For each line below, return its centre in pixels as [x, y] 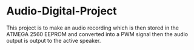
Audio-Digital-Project [62, 11]
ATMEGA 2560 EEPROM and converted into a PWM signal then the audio [97, 34]
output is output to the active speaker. [54, 40]
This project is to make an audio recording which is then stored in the [92, 28]
